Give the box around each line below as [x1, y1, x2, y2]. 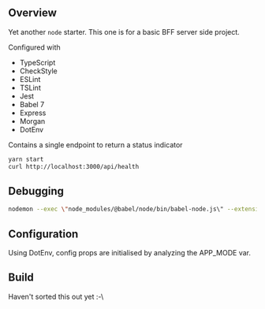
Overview [8, 6, 58, 20]
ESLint [19, 74, 41, 84]
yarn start [8, 155, 44, 163]
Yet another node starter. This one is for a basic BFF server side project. [8, 27, 241, 36]
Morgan [19, 116, 46, 125]
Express [19, 108, 47, 117]
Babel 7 [19, 99, 45, 109]
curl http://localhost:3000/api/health [8, 162, 140, 170]
